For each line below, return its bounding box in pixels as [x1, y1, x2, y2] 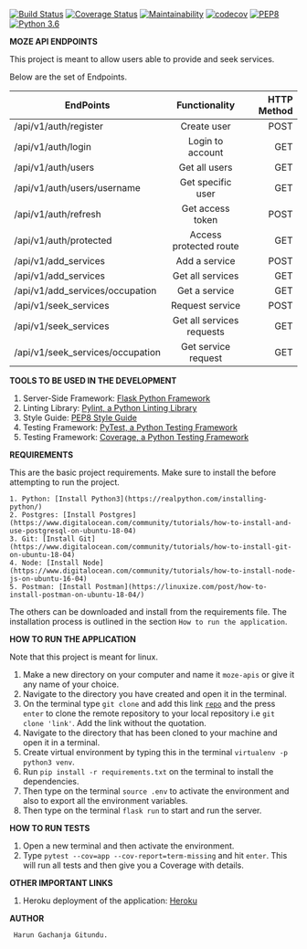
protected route [172, 240, 239, 252]
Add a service [175, 255, 236, 267]
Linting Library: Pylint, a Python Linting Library [22, 403, 197, 413]
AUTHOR [9, 913, 45, 923]
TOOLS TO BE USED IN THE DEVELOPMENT [9, 375, 177, 385]
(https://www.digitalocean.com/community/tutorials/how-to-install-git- [9, 543, 292, 552]
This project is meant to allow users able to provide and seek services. [9, 54, 275, 64]
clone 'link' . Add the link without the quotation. [22, 718, 207, 728]
